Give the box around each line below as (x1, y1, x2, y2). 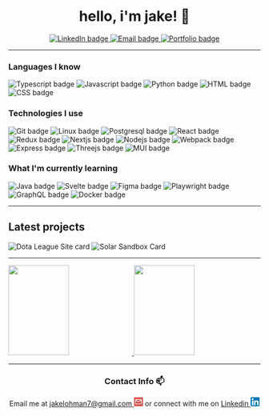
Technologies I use (8, 108, 83, 119)
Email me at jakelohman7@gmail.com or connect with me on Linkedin (9, 398, 249, 408)
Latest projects (8, 220, 86, 234)
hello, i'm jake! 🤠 (78, 7, 191, 26)
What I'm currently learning (8, 163, 118, 174)
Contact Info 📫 (104, 375, 165, 386)
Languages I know (8, 61, 81, 72)
